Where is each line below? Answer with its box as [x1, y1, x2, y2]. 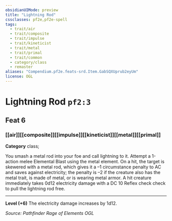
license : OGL [5, 74, 33, 79]
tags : [5, 21, 17, 27]
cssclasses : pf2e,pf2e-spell [5, 17, 68, 22]
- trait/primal [10, 50, 42, 55]
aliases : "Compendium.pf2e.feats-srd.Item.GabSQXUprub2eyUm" [5, 69, 139, 75]
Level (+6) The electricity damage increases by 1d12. [5, 200, 117, 206]
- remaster [10, 64, 33, 69]
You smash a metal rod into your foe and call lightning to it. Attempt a [5, 153, 151, 159]
